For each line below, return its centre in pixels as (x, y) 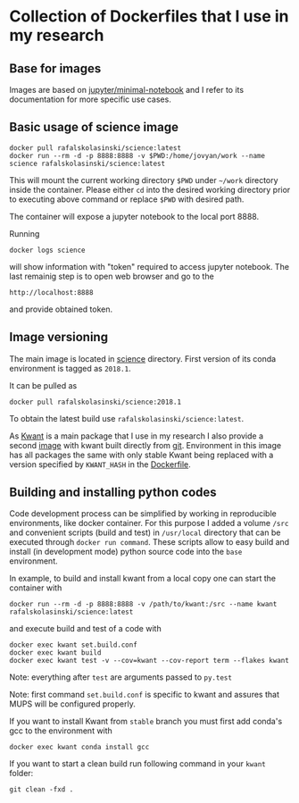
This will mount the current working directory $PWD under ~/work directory (144, 180)
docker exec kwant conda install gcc (79, 748)
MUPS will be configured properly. (72, 704)
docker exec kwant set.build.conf (74, 645)
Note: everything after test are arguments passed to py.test (120, 677)
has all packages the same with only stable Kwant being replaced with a (141, 455)
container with (36, 588)
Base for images (55, 68)
